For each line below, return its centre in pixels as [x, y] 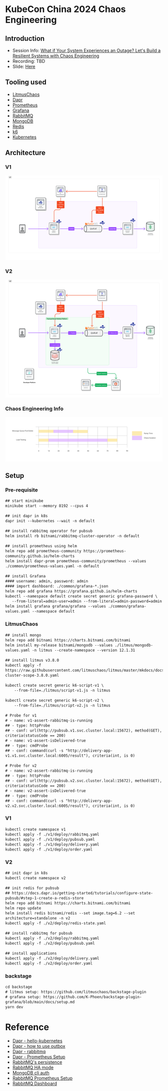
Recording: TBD [29, 61]
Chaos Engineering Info [34, 409]
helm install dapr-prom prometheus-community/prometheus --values [76, 561]
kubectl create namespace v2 [35, 878]
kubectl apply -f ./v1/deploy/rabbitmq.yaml [52, 834]
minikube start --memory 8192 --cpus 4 [47, 506]
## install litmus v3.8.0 [32, 660]
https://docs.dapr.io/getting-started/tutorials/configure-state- [82, 893]
